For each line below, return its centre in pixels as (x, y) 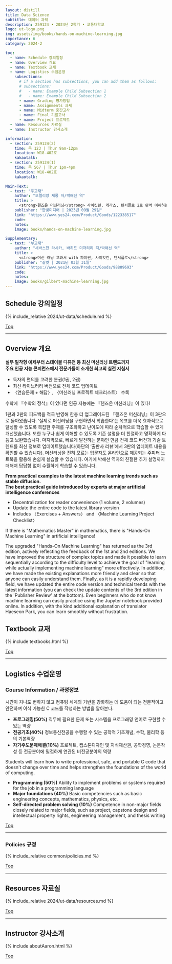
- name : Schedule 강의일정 (36, 58)
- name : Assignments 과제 (46, 105)
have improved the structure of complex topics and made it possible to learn (86, 557)
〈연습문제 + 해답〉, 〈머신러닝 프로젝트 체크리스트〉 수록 (71, 392)
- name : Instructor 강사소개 (39, 129)
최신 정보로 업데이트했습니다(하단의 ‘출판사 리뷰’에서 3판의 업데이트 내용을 (93, 446)
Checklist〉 (25, 520)
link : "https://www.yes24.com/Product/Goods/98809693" (74, 267)
